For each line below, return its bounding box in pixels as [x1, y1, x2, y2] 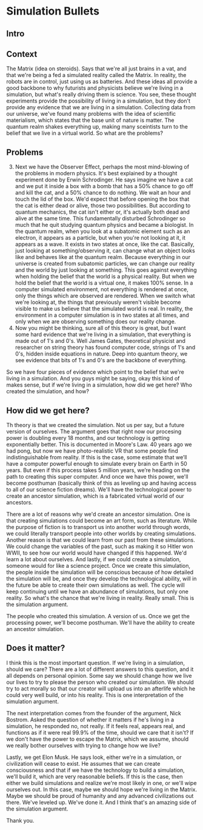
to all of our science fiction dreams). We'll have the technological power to [6, 486, 192, 493]
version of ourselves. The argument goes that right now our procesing [6, 428, 182, 435]
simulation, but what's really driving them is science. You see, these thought [6, 91, 197, 98]
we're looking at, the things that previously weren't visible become [15, 299, 181, 306]
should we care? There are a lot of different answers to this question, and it [6, 666, 194, 673]
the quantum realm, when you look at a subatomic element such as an [15, 228, 190, 235]
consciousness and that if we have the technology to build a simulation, [6, 766, 185, 774]
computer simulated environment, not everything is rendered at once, [15, 286, 189, 293]
